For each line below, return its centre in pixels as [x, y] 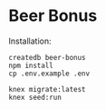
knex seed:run [35, 97]
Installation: [30, 41]
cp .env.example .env [49, 74]
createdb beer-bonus [48, 57]
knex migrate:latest [48, 89]
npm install [31, 65]
